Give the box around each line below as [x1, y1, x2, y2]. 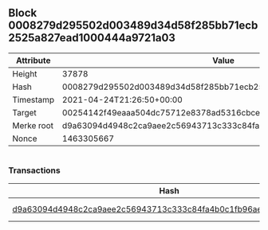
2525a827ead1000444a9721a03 [8, 31, 175, 45]
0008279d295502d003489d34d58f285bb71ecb [8, 19, 258, 33]
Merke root [12, 119, 54, 131]
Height [12, 68, 37, 79]
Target [12, 107, 37, 118]
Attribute [15, 55, 51, 66]
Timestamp [12, 94, 55, 105]
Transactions [8, 165, 61, 176]
